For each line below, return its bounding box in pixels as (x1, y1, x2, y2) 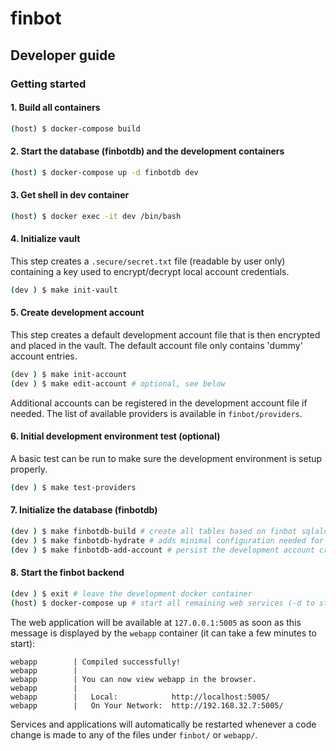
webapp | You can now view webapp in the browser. (10, 674, 257, 684)
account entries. (10, 350, 78, 362)
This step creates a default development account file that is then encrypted (10, 329, 321, 341)
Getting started (10, 77, 87, 91)
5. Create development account (10, 307, 145, 319)
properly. (10, 463, 48, 475)
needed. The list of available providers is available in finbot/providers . (10, 407, 303, 419)
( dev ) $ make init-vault (10, 285, 118, 295)
